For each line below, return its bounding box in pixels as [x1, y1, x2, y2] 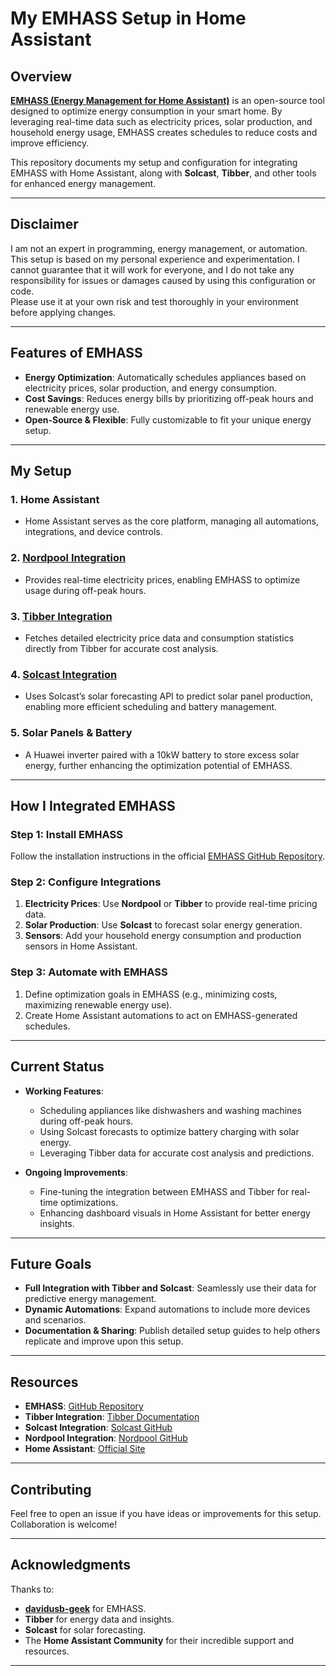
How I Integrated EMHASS [10, 797, 176, 814]
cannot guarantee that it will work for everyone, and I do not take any [10, 263, 295, 276]
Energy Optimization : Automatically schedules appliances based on [24, 371, 307, 383]
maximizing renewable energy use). [24, 998, 173, 1011]
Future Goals [10, 1255, 92, 1272]
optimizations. [59, 1196, 119, 1208]
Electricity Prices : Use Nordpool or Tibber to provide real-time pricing [24, 898, 318, 910]
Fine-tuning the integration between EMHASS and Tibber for [39, 1185, 290, 1197]
